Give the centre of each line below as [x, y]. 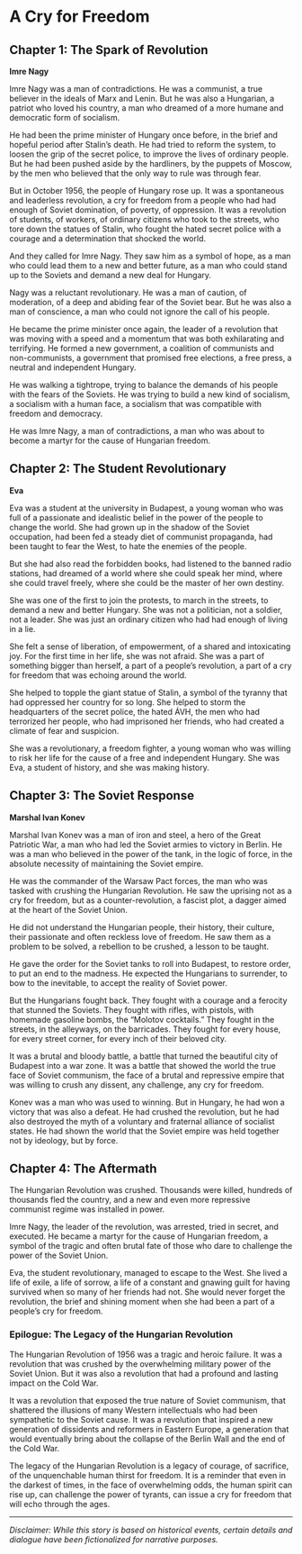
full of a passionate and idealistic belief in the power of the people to [136, 517]
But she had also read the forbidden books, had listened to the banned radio [151, 564]
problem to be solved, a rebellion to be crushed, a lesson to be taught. [139, 946]
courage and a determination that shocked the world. [108, 239]
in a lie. [22, 628]
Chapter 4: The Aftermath [83, 1169]
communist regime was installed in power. [87, 1209]
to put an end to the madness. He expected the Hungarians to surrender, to [148, 973]
